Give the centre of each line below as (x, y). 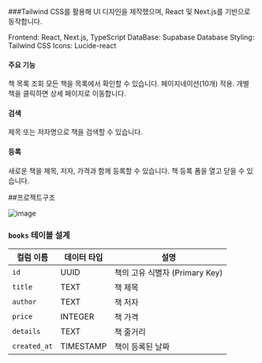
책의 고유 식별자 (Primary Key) (168, 272)
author (24, 301)
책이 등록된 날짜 (142, 346)
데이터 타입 (84, 257)
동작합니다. (25, 21)
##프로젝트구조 (32, 197)
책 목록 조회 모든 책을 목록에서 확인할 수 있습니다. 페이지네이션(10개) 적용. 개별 (129, 84)
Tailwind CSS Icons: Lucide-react (62, 45)
